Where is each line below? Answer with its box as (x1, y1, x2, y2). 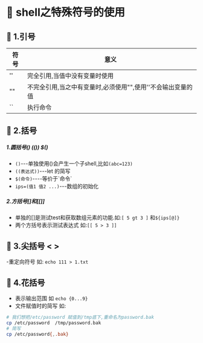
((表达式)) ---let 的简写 (14, 167, 71, 175)
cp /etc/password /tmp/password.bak (6, 319, 101, 326)
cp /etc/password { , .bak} (6, 331, 69, 337)
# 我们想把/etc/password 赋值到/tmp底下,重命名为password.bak (6, 314, 154, 320)
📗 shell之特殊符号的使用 (6, 5, 125, 19)
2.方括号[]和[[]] (6, 197, 45, 205)
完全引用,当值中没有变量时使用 (27, 72, 114, 80)
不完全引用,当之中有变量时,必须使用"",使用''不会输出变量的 (27, 83, 193, 91)
